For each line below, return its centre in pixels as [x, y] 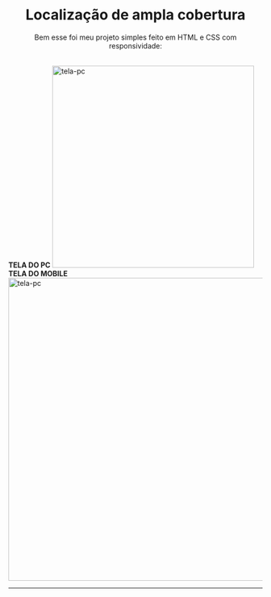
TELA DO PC [29, 265]
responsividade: [135, 45]
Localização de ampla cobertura [135, 15]
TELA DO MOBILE [38, 273]
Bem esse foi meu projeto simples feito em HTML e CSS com [135, 37]
